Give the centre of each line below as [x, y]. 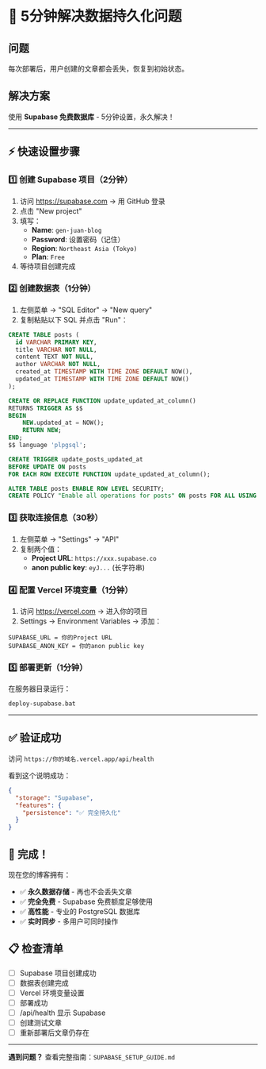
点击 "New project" [51, 210]
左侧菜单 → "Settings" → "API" [69, 539]
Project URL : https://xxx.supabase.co [94, 558]
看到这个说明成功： [40, 775]
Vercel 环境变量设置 [52, 993]
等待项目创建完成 [47, 266]
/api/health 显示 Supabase [63, 1013]
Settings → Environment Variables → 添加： [91, 621]
